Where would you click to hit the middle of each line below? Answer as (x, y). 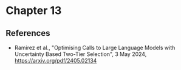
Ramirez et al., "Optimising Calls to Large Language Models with (95, 47)
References (28, 33)
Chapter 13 (34, 11)
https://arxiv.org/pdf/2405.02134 (56, 61)
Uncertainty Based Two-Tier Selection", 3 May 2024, (80, 54)
